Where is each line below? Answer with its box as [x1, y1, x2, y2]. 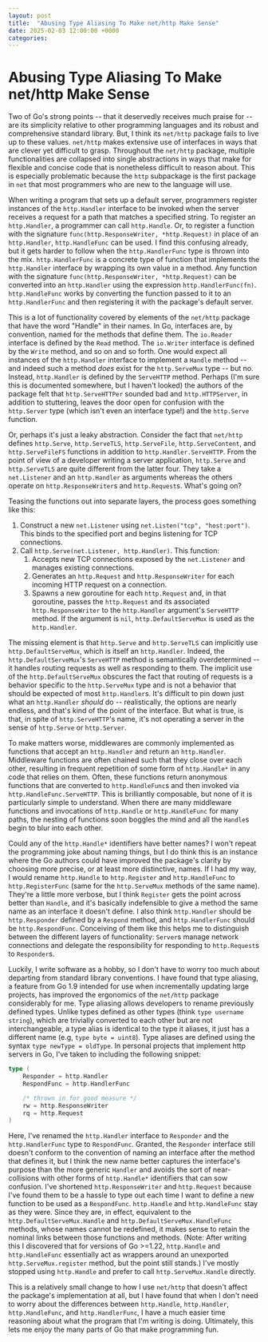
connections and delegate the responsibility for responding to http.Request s [8, 941, 259, 950]
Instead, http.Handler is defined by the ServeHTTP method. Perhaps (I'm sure [8, 372, 260, 382]
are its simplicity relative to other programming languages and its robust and [8, 121, 259, 130]
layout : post [8, 11, 52, 20]
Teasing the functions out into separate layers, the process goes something [8, 496, 257, 506]
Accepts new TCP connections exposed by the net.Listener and [31, 555, 246, 564]
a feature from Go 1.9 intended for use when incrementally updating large [8, 982, 250, 991]
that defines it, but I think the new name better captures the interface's [8, 1157, 241, 1166]
